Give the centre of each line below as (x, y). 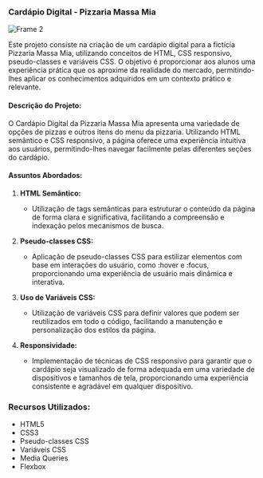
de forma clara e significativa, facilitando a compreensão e (128, 217)
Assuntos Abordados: (45, 176)
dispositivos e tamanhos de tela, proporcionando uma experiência (140, 377)
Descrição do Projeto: (45, 105)
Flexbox (33, 466)
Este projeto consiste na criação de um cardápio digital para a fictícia (122, 45)
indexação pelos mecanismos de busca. (98, 225)
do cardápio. (29, 157)
